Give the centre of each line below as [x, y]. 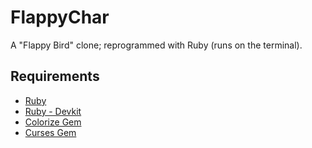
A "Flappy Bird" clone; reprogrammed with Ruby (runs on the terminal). [156, 45]
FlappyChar [60, 17]
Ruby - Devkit [53, 111]
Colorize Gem [53, 122]
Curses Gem [50, 132]
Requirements [55, 76]
